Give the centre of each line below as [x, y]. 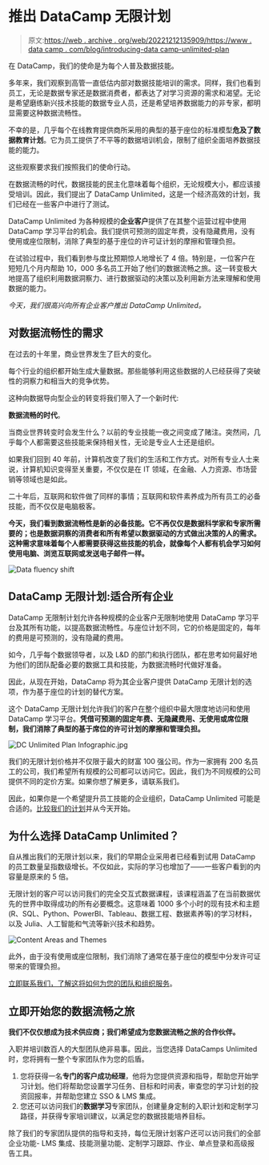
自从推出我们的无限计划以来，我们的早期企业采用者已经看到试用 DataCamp [132, 857]
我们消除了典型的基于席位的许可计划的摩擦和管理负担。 [113, 728]
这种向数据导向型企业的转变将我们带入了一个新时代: [94, 398]
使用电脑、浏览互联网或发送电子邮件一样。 [78, 553]
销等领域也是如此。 [40, 479]
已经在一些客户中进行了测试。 [64, 204]
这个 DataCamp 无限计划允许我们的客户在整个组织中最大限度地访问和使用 [129, 708]
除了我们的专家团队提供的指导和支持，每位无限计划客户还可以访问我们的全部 [134, 1133]
